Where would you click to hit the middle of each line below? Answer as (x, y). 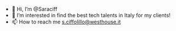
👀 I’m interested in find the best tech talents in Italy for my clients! (91, 15)
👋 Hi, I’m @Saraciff (34, 9)
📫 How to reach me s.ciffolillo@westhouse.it (66, 22)
